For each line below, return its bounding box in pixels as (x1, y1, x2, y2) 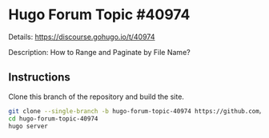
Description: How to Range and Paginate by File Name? (8, 47, 191, 57)
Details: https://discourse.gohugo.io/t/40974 (8, 32, 155, 41)
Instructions (8, 70, 70, 85)
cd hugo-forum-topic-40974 (8, 114, 98, 123)
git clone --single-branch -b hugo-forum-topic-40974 (8, 107, 192, 115)
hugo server (8, 122, 48, 130)
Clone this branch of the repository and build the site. (8, 92, 184, 101)
